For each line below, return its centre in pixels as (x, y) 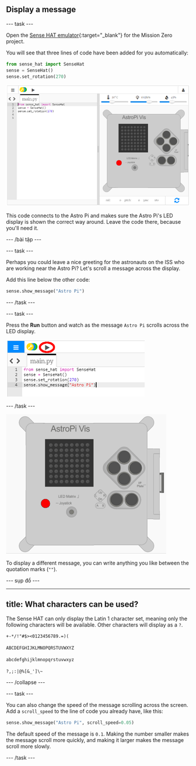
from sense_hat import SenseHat (45, 64)
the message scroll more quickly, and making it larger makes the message (95, 740)
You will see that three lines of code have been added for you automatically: (97, 53)
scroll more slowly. (29, 746)
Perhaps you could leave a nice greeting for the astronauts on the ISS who (95, 262)
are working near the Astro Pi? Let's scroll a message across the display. (93, 268)
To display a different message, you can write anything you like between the (98, 563)
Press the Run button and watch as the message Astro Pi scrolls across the (97, 325)
